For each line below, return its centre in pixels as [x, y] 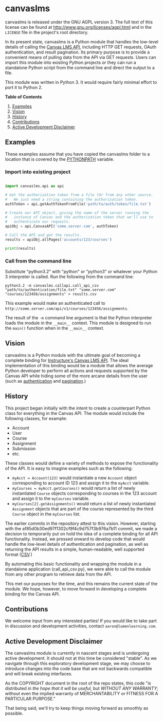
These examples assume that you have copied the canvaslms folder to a [77, 154]
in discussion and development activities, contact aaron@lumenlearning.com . [81, 626]
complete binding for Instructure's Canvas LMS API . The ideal [67, 360]
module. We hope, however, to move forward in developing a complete [76, 589]
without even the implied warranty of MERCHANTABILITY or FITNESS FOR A [81, 694]
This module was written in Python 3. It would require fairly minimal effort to [81, 82]
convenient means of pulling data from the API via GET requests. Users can [81, 57]
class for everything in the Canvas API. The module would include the [75, 413]
